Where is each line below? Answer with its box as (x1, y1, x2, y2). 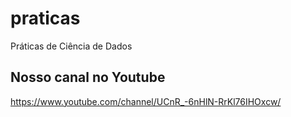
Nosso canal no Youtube (10, 69, 166, 86)
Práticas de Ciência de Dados (10, 40, 133, 52)
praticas (10, 7, 81, 30)
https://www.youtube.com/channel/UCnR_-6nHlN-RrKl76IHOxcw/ (10, 95, 282, 107)
